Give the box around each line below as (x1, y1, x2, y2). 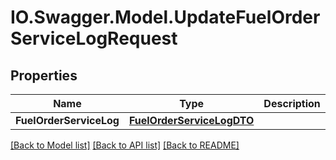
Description (263, 97, 321, 110)
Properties (10, 67, 78, 84)
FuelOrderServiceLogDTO (128, 114, 255, 127)
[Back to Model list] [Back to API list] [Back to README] (10, 139, 240, 151)
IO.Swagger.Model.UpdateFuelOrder (10, 6, 321, 29)
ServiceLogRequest (10, 27, 178, 50)
